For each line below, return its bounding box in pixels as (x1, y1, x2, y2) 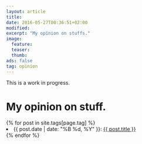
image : (6, 36, 22, 42)
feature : (11, 42, 33, 48)
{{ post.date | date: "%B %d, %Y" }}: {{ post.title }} (13, 126, 136, 133)
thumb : (11, 52, 28, 58)
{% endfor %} (6, 132, 40, 139)
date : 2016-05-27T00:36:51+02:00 (6, 19, 88, 25)
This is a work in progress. (6, 79, 70, 86)
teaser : (11, 47, 31, 53)
